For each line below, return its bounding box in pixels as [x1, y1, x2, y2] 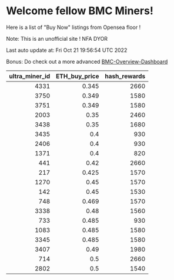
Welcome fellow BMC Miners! [6, 4, 154, 18]
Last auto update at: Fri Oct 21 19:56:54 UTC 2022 [6, 46, 128, 54]
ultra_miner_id [9, 72, 51, 80]
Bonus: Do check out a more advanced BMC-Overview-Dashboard [6, 58, 168, 65]
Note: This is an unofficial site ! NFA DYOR [6, 35, 108, 42]
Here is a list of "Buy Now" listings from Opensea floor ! [6, 24, 141, 31]
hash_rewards [105, 72, 146, 80]
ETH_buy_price [55, 72, 99, 80]
